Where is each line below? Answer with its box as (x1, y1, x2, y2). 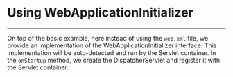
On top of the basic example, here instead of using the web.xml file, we (7, 34, 209, 42)
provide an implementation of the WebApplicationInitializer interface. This (7, 41, 217, 49)
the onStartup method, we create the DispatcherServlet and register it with (7, 56, 221, 64)
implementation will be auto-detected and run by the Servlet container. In (7, 48, 216, 56)
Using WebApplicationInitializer (7, 5, 194, 21)
